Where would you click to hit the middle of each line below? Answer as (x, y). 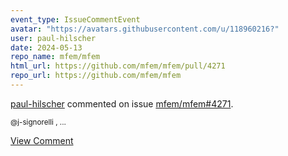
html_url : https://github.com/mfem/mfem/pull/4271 (118, 66)
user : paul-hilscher (53, 38)
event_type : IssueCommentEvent (75, 19)
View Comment (42, 140)
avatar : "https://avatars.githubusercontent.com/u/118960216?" (145, 29)
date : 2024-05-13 (46, 47)
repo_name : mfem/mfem (55, 57)
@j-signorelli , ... (38, 122)
